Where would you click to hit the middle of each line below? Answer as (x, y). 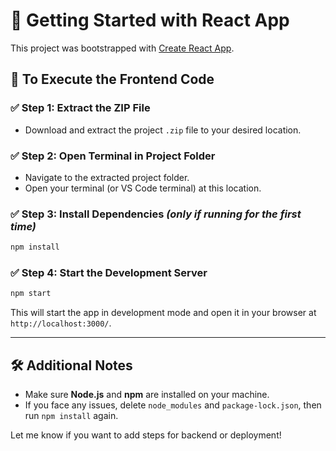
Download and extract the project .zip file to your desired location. (163, 130)
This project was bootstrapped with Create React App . (122, 48)
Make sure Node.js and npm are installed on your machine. (147, 395)
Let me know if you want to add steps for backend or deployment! (146, 435)
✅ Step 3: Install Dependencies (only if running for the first (156, 214)
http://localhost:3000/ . (61, 323)
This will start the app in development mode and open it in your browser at (163, 313)
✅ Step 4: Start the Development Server (109, 273)
